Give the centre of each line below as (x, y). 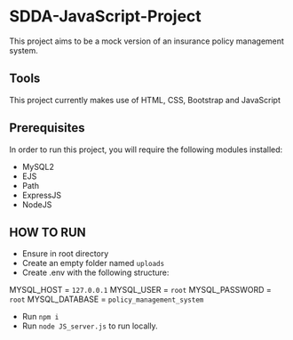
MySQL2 (38, 166)
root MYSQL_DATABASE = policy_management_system (107, 299)
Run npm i (40, 317)
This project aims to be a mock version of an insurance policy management (146, 41)
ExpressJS (42, 195)
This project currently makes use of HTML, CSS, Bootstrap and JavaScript (145, 100)
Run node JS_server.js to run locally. (90, 326)
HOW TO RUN (48, 232)
